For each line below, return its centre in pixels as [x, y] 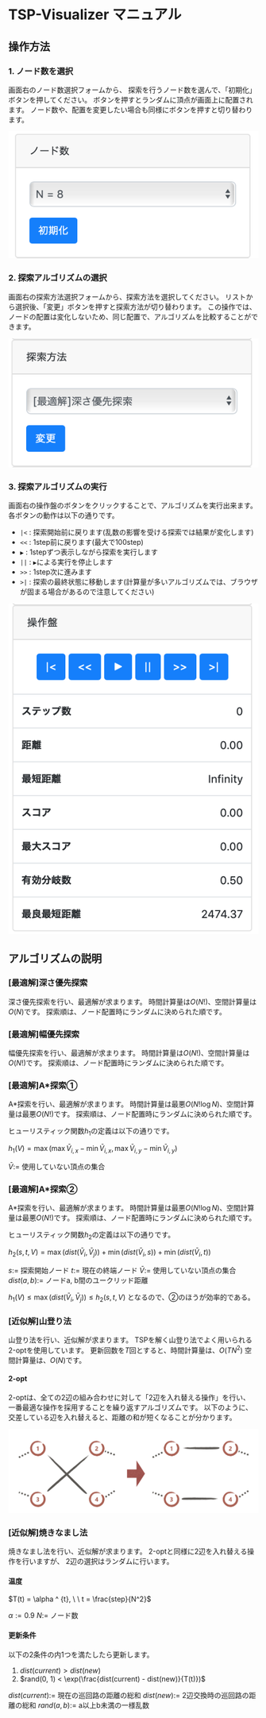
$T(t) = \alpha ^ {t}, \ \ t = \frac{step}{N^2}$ [80, 1599]
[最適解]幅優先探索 [44, 1034]
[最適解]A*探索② [43, 1189]
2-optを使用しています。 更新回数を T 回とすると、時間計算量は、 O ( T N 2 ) [126, 1349]
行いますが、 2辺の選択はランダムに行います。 [98, 1562]
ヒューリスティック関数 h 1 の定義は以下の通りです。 [91, 1132]
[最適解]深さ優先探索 [48, 983]
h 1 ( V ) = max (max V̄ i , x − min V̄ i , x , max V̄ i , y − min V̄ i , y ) [93, 1149]
